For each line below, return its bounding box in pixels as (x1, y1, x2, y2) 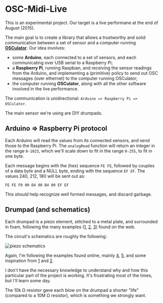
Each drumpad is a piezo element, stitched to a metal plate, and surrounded (5, 218, 158, 224)
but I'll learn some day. (5, 277, 51, 283)
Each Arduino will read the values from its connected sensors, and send (5, 137, 150, 143)
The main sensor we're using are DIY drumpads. (5, 110, 103, 116)
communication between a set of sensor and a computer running (5, 39, 136, 45)
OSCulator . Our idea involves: (5, 45, 66, 51)
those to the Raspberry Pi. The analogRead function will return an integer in (5, 143, 155, 149)
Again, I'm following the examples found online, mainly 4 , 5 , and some (5, 252, 146, 258)
